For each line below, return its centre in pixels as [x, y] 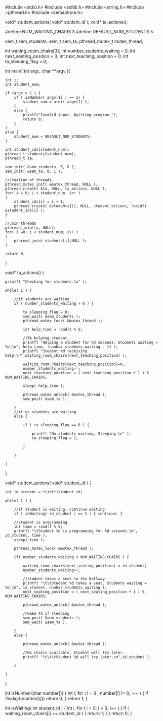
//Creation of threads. [30, 180]
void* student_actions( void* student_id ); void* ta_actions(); [66, 22]
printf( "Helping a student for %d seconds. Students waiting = [90, 342]
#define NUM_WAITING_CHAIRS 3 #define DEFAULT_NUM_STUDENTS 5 [79, 32]
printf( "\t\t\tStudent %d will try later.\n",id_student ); [87, 657]
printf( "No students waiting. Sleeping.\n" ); [81, 434]
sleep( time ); [30, 540]
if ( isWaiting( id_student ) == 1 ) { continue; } [68, 514]
